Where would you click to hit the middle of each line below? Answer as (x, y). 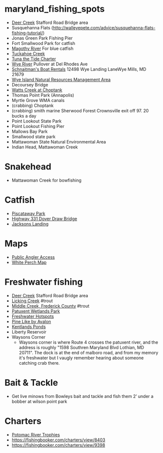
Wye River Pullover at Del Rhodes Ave (50, 64)
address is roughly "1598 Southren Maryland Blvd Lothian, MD (81, 347)
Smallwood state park (33, 136)
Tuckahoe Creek (28, 53)
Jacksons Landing (30, 224)
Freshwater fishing (44, 282)
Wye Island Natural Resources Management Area (61, 80)
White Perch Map (29, 262)
